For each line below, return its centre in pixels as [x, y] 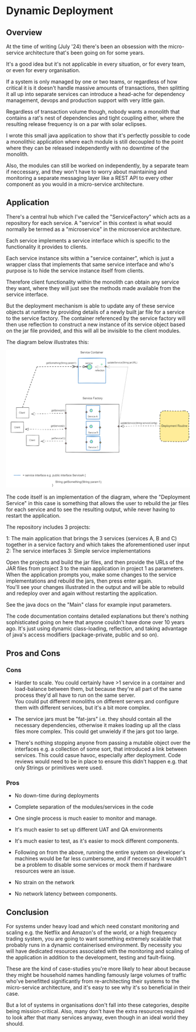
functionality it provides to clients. [47, 247]
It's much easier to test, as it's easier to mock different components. [97, 841]
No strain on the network [44, 883]
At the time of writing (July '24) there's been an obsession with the [87, 46]
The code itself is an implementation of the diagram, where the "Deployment [98, 497]
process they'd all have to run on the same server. [75, 695]
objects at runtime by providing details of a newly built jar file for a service [95, 312]
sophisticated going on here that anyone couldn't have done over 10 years [95, 622]
